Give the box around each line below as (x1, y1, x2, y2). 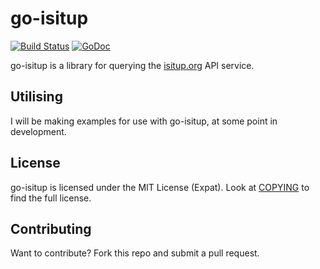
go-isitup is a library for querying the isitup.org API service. (10, 59, 255, 71)
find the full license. (10, 192, 92, 204)
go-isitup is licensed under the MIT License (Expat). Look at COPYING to (10, 181, 310, 193)
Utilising (10, 88, 63, 106)
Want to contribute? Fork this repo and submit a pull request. (10, 247, 260, 259)
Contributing (10, 220, 92, 237)
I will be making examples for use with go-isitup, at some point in (10, 115, 278, 127)
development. (10, 125, 67, 137)
